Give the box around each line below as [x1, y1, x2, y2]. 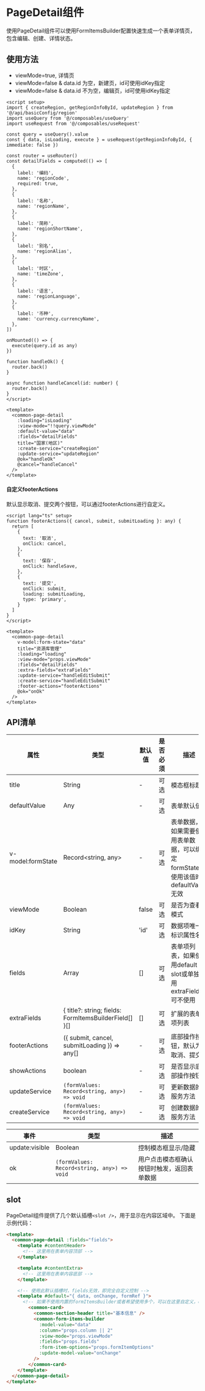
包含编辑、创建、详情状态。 [6, 34, 76, 42]
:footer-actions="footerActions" [17, 683, 103, 689]
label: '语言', [17, 288, 54, 294]
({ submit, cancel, [63, 1033, 113, 1042]
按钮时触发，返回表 [138, 1164, 193, 1173]
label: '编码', [17, 169, 54, 176]
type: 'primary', [22, 596, 67, 602]
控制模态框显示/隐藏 [138, 1143, 196, 1152]
